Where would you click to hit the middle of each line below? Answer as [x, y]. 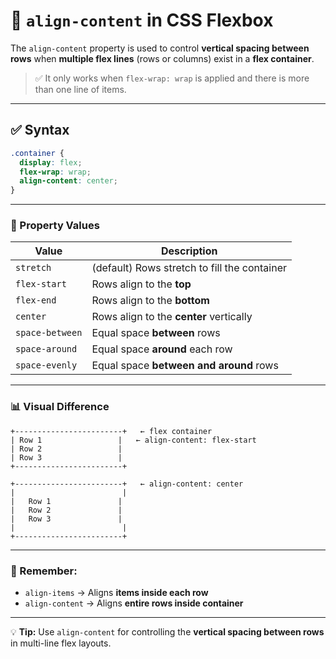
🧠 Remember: [44, 571]
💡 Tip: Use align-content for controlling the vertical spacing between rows [167, 632]
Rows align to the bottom [150, 301]
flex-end [36, 300]
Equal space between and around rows [185, 366]
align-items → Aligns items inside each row [116, 593]
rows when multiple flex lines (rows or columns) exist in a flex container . [162, 58]
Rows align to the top [141, 284]
